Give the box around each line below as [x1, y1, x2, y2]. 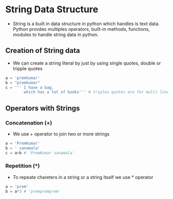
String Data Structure [5, 4, 99, 15]
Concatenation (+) [5, 119, 53, 126]
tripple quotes [12, 65, 43, 71]
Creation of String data [5, 46, 80, 55]
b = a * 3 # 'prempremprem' [5, 189, 61, 194]
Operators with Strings [5, 104, 80, 112]
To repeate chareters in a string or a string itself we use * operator [12, 174, 153, 180]
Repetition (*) [5, 163, 40, 170]
